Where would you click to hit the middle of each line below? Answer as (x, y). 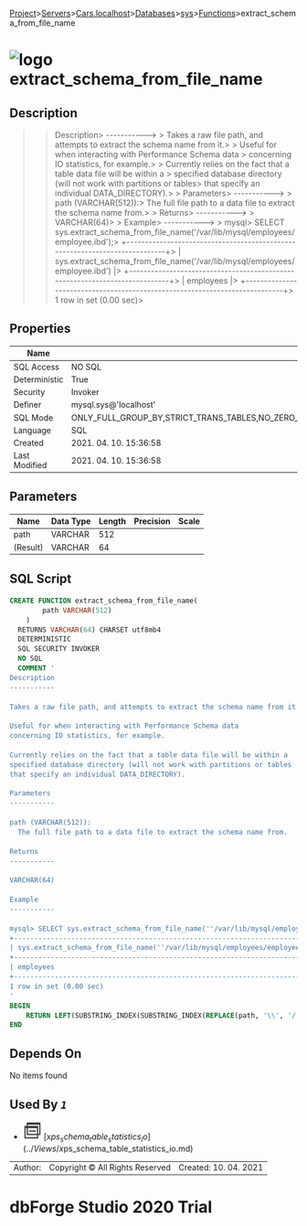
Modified (30, 465)
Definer (27, 405)
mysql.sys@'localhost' (114, 405)
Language (32, 430)
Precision (152, 521)
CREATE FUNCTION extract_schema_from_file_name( (104, 601)
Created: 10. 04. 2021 (220, 1167)
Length (112, 521)
